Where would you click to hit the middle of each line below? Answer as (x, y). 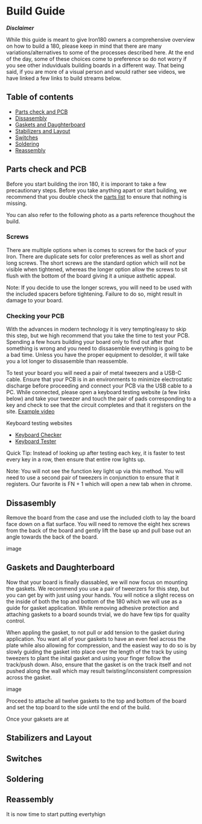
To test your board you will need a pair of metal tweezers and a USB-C (94, 373)
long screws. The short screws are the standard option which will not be (96, 263)
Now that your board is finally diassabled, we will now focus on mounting (97, 582)
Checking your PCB (35, 316)
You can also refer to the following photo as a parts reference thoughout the (101, 215)
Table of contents (40, 97)
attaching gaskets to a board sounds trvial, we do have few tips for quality (98, 614)
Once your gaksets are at (38, 719)
